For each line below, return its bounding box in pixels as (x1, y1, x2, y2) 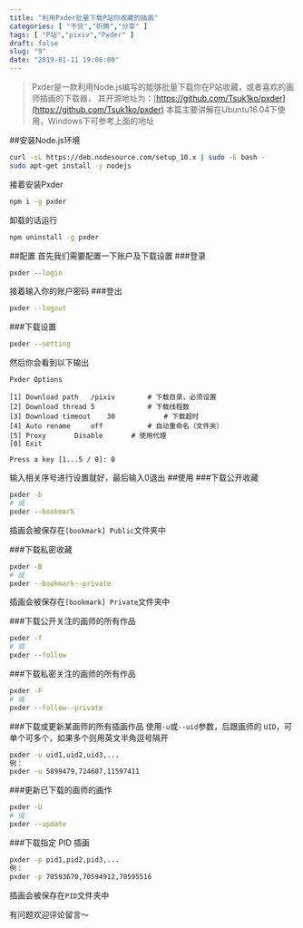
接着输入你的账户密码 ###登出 (9, 286, 122, 297)
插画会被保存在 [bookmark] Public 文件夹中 (9, 524, 166, 535)
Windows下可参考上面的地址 (47, 115, 154, 126)
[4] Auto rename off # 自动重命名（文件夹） (9, 422, 224, 431)
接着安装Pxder (9, 179, 64, 190)
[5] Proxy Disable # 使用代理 (9, 432, 167, 441)
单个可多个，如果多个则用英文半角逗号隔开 (9, 732, 169, 743)
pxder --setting (9, 339, 71, 349)
